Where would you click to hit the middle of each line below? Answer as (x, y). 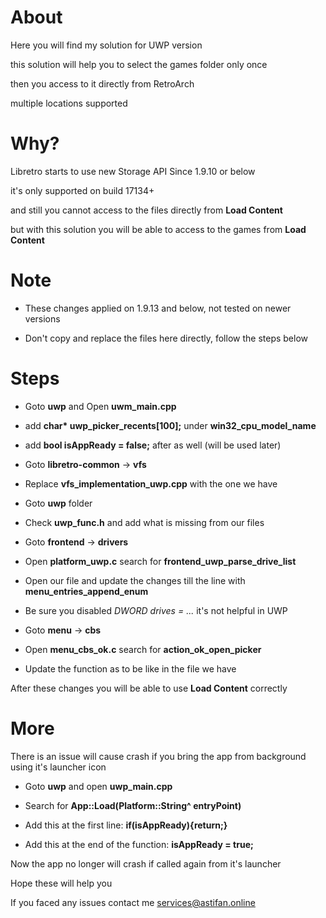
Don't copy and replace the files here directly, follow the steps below (166, 338)
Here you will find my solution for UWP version (106, 45)
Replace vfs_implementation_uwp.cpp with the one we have (151, 483)
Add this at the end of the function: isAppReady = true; (139, 844)
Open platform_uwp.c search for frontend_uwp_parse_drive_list (160, 561)
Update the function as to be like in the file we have (130, 668)
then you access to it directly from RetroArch (102, 83)
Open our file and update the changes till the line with (135, 580)
